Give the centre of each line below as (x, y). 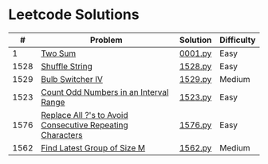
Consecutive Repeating (85, 125)
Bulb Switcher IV (72, 79)
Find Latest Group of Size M (93, 147)
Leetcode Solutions (74, 15)
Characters (62, 135)
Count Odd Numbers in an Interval (105, 92)
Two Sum (59, 53)
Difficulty (237, 40)
